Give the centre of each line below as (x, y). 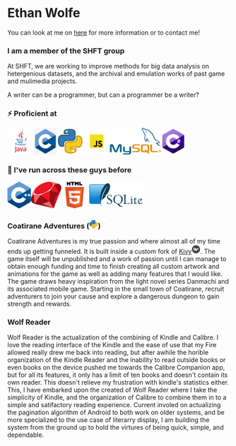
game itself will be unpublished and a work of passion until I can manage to (117, 259)
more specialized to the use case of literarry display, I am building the (108, 420)
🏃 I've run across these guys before (70, 170)
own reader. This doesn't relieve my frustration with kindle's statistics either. (118, 382)
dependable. (26, 435)
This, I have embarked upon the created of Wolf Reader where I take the (112, 390)
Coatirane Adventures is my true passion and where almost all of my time (114, 241)
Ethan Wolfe (44, 13)
